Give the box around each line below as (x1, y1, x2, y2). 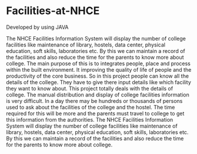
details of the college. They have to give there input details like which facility (6, 78, 191, 86)
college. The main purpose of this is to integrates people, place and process (6, 60, 191, 67)
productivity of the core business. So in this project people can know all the (6, 72, 189, 79)
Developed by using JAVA (6, 24, 69, 31)
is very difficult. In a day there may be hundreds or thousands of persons (6, 97, 183, 104)
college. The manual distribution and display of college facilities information (6, 91, 189, 98)
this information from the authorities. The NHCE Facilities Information (6, 116, 173, 123)
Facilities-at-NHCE (6, 4, 100, 18)
